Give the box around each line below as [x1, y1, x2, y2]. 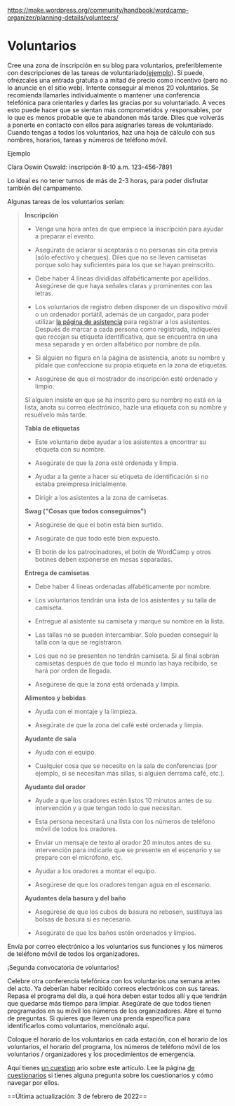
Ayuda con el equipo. [34, 748, 97, 756]
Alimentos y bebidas [24, 694, 86, 702]
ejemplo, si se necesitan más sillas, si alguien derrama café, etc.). [34, 769, 225, 777]
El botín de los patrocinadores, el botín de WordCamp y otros [34, 547, 212, 556]
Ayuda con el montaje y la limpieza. [34, 707, 137, 715]
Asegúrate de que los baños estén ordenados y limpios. [34, 929, 196, 937]
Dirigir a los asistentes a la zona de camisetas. [34, 493, 169, 501]
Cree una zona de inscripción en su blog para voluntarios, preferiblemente [7, 61, 222, 69]
